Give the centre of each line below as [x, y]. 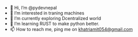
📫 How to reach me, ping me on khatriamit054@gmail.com [71, 29]
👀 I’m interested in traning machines [47, 13]
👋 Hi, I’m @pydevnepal [33, 8]
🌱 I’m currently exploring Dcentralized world [55, 18]
